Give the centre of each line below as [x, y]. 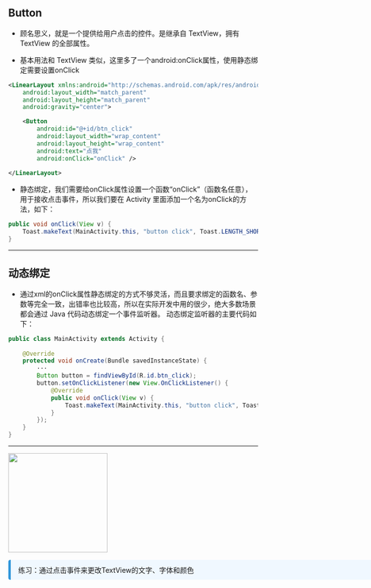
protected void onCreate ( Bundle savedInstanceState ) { [115, 361]
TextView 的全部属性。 [57, 43]
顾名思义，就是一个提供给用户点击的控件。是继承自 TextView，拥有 [130, 33]
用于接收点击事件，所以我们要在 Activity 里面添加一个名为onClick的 [130, 199]
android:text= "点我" [69, 151]
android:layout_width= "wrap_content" [99, 137]
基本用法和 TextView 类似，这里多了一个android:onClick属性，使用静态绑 [139, 60]
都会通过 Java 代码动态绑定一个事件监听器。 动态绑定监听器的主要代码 [134, 314]
